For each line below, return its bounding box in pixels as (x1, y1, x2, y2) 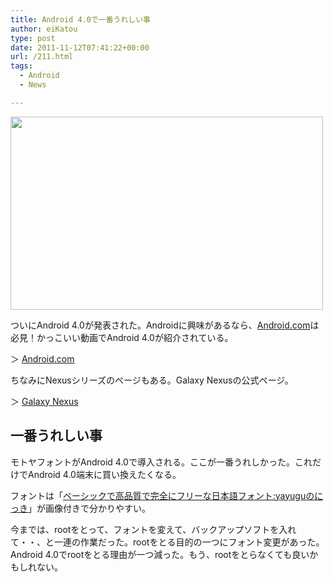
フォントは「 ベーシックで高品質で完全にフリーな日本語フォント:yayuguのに (10, 489, 324, 501)
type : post (10, 33, 56, 43)
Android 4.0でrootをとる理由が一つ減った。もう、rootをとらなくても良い (10, 548, 310, 560)
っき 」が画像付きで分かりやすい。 (10, 502, 151, 514)
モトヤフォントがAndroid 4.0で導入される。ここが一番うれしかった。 (10, 456, 295, 468)
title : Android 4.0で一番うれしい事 (10, 14, 151, 25)
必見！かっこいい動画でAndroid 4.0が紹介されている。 (10, 331, 234, 343)
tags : (10, 61, 33, 71)
